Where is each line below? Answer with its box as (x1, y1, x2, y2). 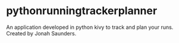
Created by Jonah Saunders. (6, 29, 77, 37)
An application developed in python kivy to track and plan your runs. (6, 24, 174, 31)
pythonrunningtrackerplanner (6, 4, 158, 18)
